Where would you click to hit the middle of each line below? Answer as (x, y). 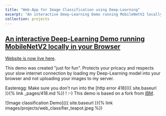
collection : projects (27, 19)
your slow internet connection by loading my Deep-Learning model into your (83, 73)
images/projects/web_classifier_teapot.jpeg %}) (54, 108)
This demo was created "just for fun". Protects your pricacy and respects (80, 68)
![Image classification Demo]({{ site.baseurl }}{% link (59, 103)
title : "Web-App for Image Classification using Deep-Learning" (73, 10)
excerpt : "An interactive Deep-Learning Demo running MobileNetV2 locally (84, 14)
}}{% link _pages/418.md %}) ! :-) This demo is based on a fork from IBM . (80, 93)
